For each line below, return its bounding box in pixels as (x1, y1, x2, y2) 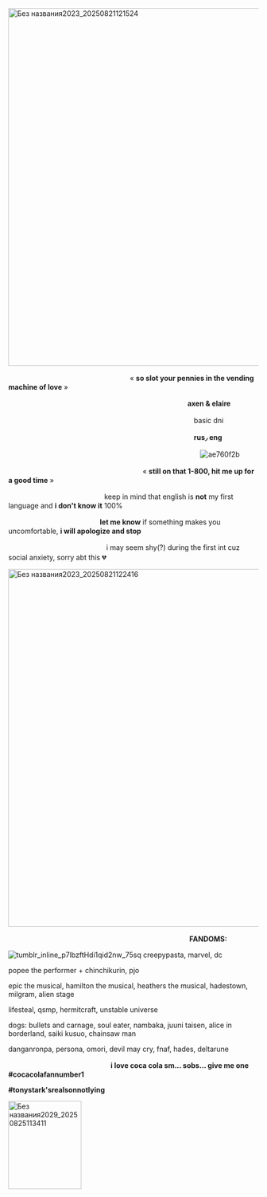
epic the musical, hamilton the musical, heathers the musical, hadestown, (8, 981, 249, 991)
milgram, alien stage (8, 990, 75, 999)
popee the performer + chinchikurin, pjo (8, 966, 140, 975)
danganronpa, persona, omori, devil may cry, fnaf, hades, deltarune (8, 1044, 229, 1054)
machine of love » (8, 383, 69, 391)
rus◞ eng (193, 433, 222, 442)
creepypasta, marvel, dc (142, 950, 222, 960)
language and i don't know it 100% (8, 501, 123, 510)
